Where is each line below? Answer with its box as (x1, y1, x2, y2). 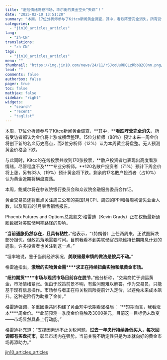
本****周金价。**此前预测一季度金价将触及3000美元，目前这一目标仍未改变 (5, 310, 160, 316)
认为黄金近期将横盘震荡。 (5, 176, 58, 181)
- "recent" (9, 109, 32, 114)
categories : (5, 21, 30, 26)
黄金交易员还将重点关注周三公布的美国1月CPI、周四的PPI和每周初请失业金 (5, 197, 156, 203)
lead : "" (5, 68, 23, 73)
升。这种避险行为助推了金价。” (5, 293, 66, 299)
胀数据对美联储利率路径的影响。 (5, 220, 71, 226)
